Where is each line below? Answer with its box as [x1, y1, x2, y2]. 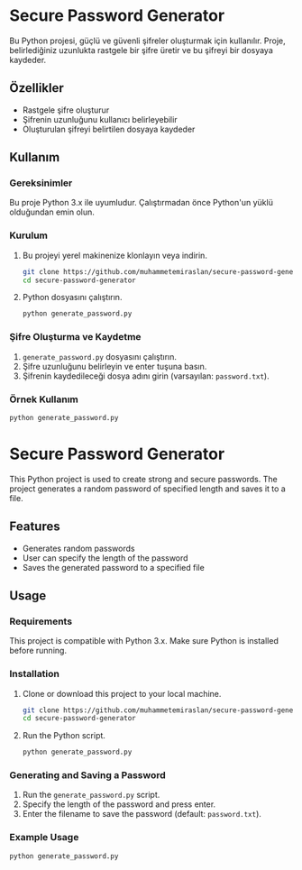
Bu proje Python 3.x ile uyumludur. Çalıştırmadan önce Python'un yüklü [9, 197, 273, 208]
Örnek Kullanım [9, 393, 78, 406]
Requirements [9, 615, 73, 627]
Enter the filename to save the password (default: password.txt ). [22, 809, 261, 820]
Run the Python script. [22, 730, 106, 741]
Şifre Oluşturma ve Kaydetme [9, 331, 142, 343]
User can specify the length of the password [22, 552, 188, 563]
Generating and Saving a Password [9, 769, 167, 782]
